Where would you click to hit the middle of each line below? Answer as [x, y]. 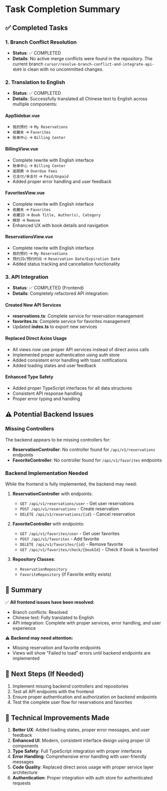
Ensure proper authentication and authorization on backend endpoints [85, 697]
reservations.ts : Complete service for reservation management [78, 316]
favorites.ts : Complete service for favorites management [71, 322]
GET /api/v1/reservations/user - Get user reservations [77, 503]
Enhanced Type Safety [29, 377]
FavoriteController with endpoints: [48, 524]
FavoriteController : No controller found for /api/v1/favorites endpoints [87, 460]
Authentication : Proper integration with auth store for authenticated [82, 778]
